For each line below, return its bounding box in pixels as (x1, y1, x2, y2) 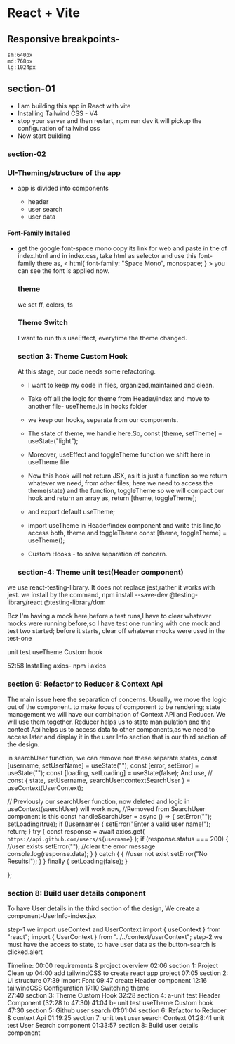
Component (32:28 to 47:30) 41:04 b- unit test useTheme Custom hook (7, 999, 213, 1007)
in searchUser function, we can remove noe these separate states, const (7, 753, 217, 762)
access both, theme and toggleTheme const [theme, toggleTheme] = (27, 529, 227, 537)
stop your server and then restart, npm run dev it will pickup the (17, 116, 202, 125)
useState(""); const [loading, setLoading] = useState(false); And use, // (7, 768, 213, 777)
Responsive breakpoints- (7, 33, 121, 45)
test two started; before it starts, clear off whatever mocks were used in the (7, 627, 226, 635)
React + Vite (7, 5, 81, 21)
